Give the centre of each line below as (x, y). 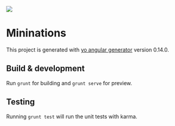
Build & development (45, 69)
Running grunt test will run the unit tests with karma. (72, 116)
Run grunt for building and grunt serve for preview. (69, 83)
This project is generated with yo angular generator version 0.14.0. (87, 49)
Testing (21, 102)
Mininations (36, 33)
